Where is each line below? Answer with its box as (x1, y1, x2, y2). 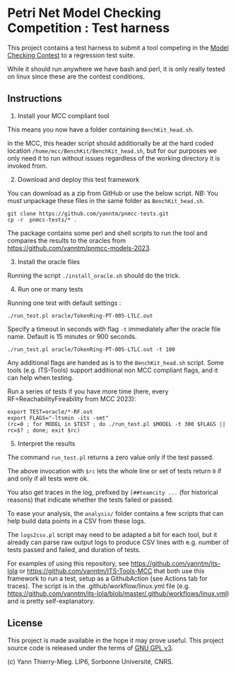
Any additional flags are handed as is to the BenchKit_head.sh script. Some (7, 358, 225, 367)
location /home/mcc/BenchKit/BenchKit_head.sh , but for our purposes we (7, 146, 218, 155)
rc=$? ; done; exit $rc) (7, 427, 81, 434)
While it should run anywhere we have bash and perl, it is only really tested (7, 64, 225, 73)
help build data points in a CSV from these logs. (7, 517, 146, 525)
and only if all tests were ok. (7, 474, 90, 483)
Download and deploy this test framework (17, 175, 140, 183)
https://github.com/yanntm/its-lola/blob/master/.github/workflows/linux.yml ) (7, 589, 230, 597)
